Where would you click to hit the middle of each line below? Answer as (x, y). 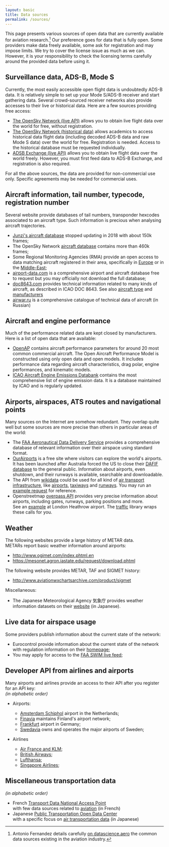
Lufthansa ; (31, 760)
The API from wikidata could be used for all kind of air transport (78, 480)
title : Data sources (27, 15)
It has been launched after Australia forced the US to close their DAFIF (85, 464)
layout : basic (20, 10)
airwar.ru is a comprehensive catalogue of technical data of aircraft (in (85, 300)
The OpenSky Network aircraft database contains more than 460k (81, 246)
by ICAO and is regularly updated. (48, 386)
